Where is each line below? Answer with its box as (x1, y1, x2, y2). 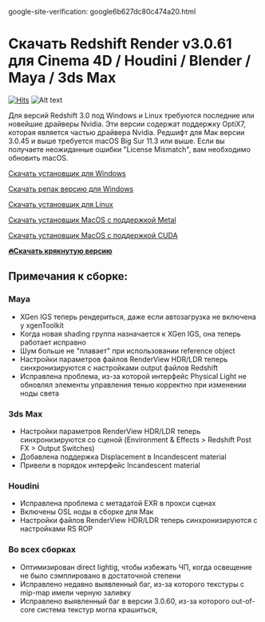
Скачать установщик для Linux (8, 199, 113, 209)
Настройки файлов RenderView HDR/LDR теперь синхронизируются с (19, 516, 258, 525)
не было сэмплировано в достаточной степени (19, 571, 181, 580)
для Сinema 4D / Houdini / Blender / (8, 52, 251, 70)
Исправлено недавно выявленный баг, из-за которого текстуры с (19, 579, 245, 588)
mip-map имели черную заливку (19, 588, 132, 597)
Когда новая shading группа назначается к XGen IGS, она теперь (19, 329, 241, 338)
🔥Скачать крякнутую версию (8, 245, 113, 255)
